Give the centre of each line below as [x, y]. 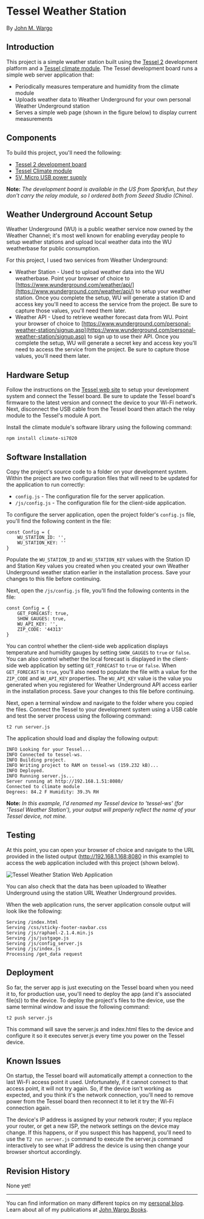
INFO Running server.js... [40, 776]
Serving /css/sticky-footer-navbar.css [57, 927]
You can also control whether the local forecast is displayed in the [89, 659]
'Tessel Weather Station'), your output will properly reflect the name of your [101, 810]
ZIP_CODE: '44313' [40, 630]
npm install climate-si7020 [42, 439]
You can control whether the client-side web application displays [87, 646]
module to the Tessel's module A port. [54, 416]
